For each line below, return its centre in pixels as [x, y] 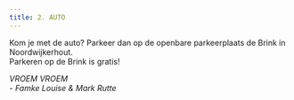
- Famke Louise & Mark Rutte [63, 88]
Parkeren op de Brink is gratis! [65, 61]
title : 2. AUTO [37, 17]
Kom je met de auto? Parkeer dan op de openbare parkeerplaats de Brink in [148, 42]
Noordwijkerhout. [41, 52]
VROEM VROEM [39, 78]
